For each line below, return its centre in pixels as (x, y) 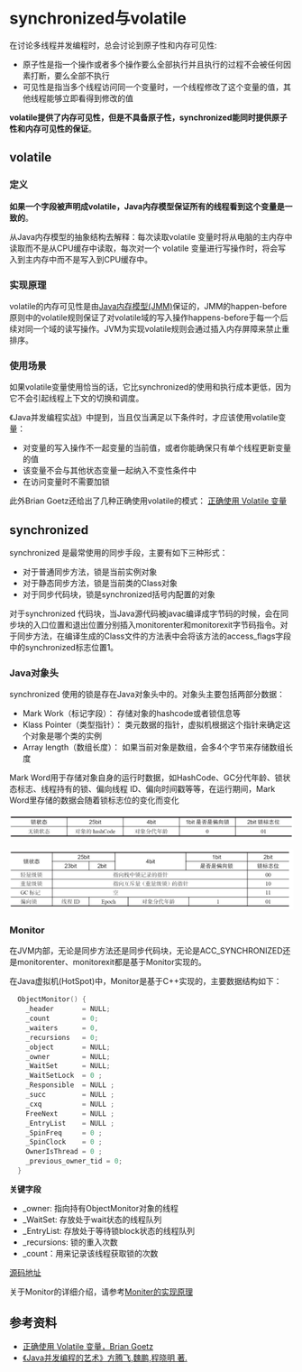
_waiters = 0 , (62, 1028)
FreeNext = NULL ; (70, 1114)
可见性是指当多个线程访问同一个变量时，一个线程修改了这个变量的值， (153, 87)
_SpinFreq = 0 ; (64, 1133)
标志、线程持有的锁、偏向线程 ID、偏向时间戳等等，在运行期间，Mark (146, 789)
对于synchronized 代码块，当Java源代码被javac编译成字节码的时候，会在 (145, 613)
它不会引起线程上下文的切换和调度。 (77, 399)
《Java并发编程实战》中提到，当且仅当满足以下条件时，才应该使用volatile (144, 418)
